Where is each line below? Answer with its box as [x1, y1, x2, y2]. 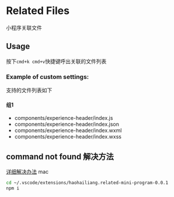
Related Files [6, 4, 70, 18]
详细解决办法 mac [6, 168, 49, 175]
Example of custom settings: [6, 72, 89, 81]
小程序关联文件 [6, 24, 42, 31]
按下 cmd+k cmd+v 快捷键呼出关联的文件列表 [6, 57, 107, 65]
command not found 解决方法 [6, 151, 114, 161]
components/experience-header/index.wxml [14, 127, 122, 134]
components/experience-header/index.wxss [14, 133, 121, 140]
